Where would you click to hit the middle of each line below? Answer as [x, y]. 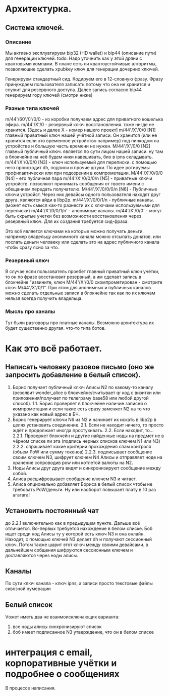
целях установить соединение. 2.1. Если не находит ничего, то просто [88, 425]
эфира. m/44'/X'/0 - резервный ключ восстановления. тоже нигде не [80, 125]
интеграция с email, [49, 653]
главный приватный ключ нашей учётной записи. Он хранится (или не [81, 135]
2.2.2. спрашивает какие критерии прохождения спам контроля [82, 446]
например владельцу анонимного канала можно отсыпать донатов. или [83, 237]
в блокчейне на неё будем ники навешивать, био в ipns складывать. [79, 157]
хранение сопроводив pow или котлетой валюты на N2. [73, 462]
